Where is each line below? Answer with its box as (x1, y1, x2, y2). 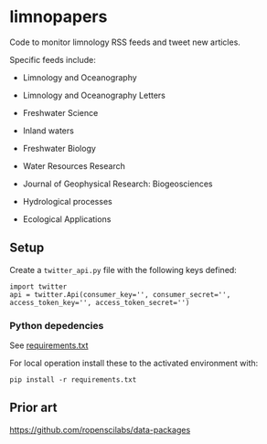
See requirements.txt (9, 340, 89, 351)
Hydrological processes (22, 196, 112, 206)
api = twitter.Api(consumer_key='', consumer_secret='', (9, 290, 231, 299)
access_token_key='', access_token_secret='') (9, 298, 190, 307)
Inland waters (22, 125, 75, 136)
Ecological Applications (22, 213, 112, 225)
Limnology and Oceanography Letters (22, 90, 166, 100)
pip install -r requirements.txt (9, 375, 137, 385)
